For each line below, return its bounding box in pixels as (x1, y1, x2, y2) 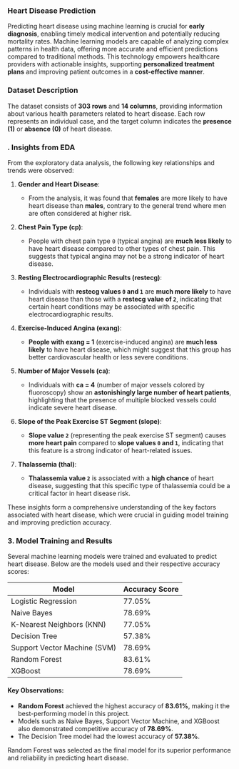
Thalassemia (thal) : (17, 460, 77, 468)
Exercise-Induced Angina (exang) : (17, 324, 122, 332)
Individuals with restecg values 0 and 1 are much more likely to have (28, 287, 232, 295)
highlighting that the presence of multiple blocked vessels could (28, 395, 217, 404)
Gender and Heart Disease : (17, 179, 100, 188)
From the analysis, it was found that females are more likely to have (28, 194, 228, 202)
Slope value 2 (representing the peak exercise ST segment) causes (28, 431, 227, 440)
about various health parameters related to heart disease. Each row (7, 109, 205, 118)
